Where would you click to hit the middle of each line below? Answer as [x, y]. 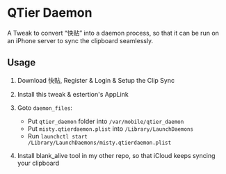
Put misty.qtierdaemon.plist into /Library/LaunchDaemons [110, 128]
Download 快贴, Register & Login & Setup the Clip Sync [96, 80]
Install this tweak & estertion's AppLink [73, 94]
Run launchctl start [58, 136]
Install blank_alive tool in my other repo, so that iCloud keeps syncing [116, 155]
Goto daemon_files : [45, 108]
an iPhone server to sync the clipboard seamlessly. [80, 40]
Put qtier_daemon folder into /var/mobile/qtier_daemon [106, 121]
